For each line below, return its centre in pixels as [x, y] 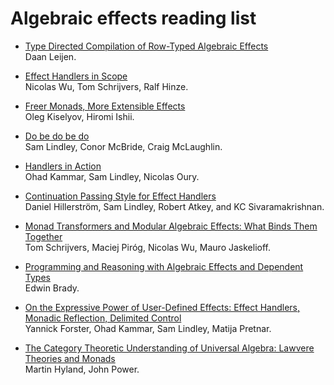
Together [43, 236]
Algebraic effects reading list [133, 18]
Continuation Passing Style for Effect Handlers [120, 196]
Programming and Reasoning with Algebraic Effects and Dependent [164, 266]
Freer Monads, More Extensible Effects [105, 106]
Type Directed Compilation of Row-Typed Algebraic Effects [146, 46]
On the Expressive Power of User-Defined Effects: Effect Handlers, [162, 307]
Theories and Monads [70, 358]
